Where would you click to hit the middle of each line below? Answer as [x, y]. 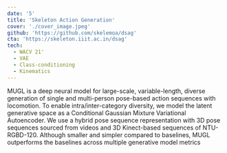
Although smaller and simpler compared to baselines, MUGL [125, 134]
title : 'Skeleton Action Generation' [61, 20]
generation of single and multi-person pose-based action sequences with [111, 98]
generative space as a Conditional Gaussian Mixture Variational [97, 113]
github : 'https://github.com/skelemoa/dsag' [72, 33]
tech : [15, 45]
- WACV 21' [29, 52]
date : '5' [21, 13]
